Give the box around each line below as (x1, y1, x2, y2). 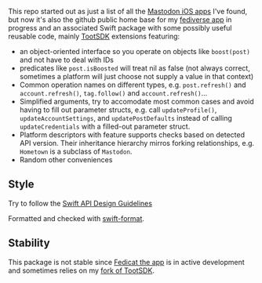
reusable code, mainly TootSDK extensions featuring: (8, 31, 180, 41)
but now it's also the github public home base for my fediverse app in (8, 15, 232, 24)
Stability (8, 237, 50, 250)
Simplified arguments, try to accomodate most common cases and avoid (19, 97, 255, 106)
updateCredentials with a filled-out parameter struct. (19, 122, 191, 131)
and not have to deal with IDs (19, 55, 114, 64)
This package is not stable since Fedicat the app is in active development (8, 257, 245, 267)
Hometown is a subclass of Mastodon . (19, 147, 133, 156)
